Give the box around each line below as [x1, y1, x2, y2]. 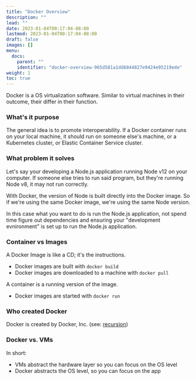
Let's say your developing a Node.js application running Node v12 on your [6, 168, 188, 175]
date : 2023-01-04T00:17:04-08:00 [6, 25, 89, 32]
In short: [6, 349, 27, 356]
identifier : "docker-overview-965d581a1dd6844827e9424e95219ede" [17, 64, 183, 71]
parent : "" [17, 59, 44, 65]
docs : [11, 53, 26, 59]
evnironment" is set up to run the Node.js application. [6, 222, 137, 230]
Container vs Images [6, 237, 67, 246]
